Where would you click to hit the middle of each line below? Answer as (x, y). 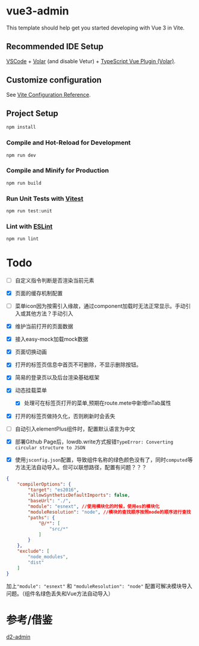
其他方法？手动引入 (49, 313)
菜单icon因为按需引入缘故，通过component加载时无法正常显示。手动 (100, 306)
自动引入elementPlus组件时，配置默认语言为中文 (75, 429)
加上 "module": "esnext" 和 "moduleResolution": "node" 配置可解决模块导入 (99, 586)
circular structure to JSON (50, 448)
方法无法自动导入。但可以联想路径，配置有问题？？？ (81, 467)
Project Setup (32, 113)
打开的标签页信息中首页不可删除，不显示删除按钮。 (78, 365)
